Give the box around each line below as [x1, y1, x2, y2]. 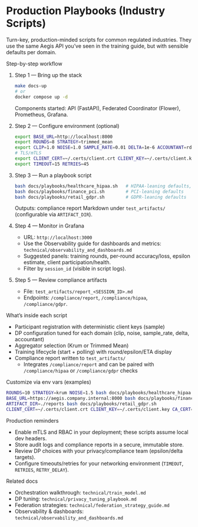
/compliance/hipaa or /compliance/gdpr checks [23, 367, 138, 374]
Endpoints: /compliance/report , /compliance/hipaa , [23, 294, 148, 301]
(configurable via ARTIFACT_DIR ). [14, 211, 93, 218]
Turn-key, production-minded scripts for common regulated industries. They [6, 36, 192, 43]
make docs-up [14, 83, 47, 89]
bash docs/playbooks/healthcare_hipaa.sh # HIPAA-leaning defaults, [14, 183, 192, 189]
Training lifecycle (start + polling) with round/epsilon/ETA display [14, 348, 172, 355]
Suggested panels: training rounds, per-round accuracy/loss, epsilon [23, 252, 190, 260]
